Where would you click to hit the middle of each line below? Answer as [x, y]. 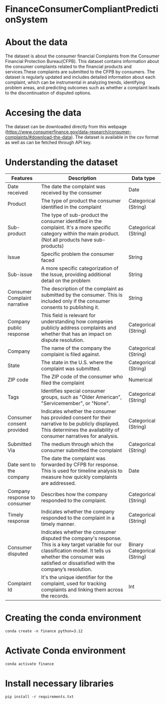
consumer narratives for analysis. [80, 436]
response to [21, 497]
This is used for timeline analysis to [82, 471]
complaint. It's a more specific [76, 227]
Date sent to [22, 464]
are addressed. [59, 483]
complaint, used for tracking [74, 583]
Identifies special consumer [73, 391]
